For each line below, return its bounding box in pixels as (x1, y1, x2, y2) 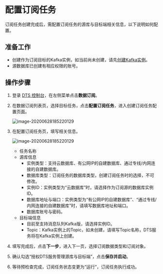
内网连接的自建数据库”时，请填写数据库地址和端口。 (26, 202, 131, 209)
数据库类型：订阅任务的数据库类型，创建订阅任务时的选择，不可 (26, 172, 154, 178)
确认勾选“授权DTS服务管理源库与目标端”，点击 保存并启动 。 (12, 253, 131, 259)
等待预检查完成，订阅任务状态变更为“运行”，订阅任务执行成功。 (12, 264, 140, 270)
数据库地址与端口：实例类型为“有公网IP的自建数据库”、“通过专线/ (26, 196, 157, 202)
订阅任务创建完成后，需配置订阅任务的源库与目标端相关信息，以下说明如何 (5, 21, 154, 27)
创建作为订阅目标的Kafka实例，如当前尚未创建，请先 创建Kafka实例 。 (12, 57, 150, 63)
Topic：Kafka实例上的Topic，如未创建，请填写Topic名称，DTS (26, 226, 152, 233)
